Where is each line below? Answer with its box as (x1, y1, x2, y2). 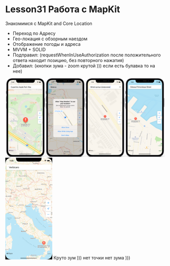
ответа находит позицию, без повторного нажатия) (12, 57, 124, 63)
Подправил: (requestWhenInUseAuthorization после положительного (12, 52, 161, 58)
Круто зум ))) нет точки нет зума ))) (53, 255, 130, 261)
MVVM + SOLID (12, 46, 46, 52)
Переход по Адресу (12, 30, 56, 36)
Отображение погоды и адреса (12, 41, 81, 47)
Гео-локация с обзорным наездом (12, 36, 88, 42)
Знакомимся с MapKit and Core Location (5, 20, 92, 26)
